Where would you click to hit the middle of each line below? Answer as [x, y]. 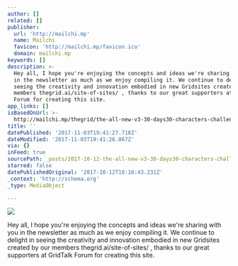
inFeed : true [27, 153]
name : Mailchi [34, 40]
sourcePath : [25, 159]
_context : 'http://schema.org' [53, 179]
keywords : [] [27, 60]
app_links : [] [28, 106]
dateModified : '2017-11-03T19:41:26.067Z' [71, 139]
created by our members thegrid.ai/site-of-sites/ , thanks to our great [108, 248]
